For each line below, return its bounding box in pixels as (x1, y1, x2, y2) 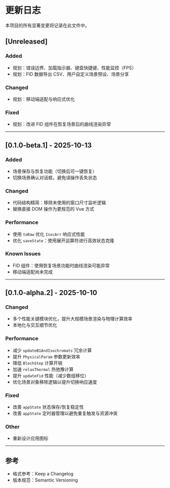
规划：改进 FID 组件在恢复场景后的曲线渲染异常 (12, 121, 111, 127)
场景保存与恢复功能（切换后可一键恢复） (12, 168, 97, 174)
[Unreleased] (5, 37, 48, 46)
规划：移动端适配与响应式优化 (12, 96, 75, 102)
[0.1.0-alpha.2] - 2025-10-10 (5, 289, 98, 297)
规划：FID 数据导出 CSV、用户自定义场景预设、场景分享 (12, 71, 129, 77)
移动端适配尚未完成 (12, 269, 53, 275)
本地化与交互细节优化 (12, 322, 57, 328)
